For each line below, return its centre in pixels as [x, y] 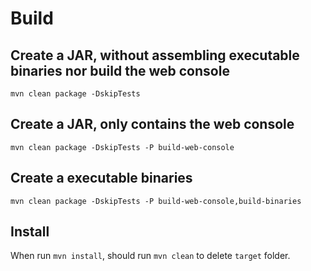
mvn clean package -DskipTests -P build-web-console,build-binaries [156, 201]
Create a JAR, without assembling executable [155, 55]
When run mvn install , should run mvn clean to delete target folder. [150, 256]
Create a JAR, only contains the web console [152, 124]
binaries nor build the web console [120, 70]
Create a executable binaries [101, 178]
